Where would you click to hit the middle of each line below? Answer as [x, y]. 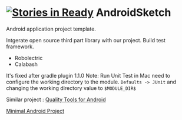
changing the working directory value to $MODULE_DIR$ [71, 88]
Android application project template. [51, 29]
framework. [20, 46]
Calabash [26, 64]
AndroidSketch [133, 13]
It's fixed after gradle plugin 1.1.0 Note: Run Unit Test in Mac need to [88, 75]
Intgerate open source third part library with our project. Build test [86, 40]
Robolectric [29, 58]
